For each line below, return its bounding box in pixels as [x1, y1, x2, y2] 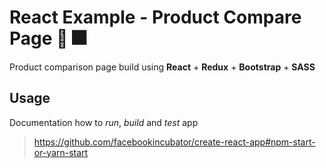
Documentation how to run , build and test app [9, 116, 199, 128]
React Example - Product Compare [9, 6, 302, 29]
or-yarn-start [33, 146, 89, 158]
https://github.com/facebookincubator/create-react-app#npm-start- [33, 136, 316, 148]
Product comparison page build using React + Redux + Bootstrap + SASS [9, 61, 316, 73]
